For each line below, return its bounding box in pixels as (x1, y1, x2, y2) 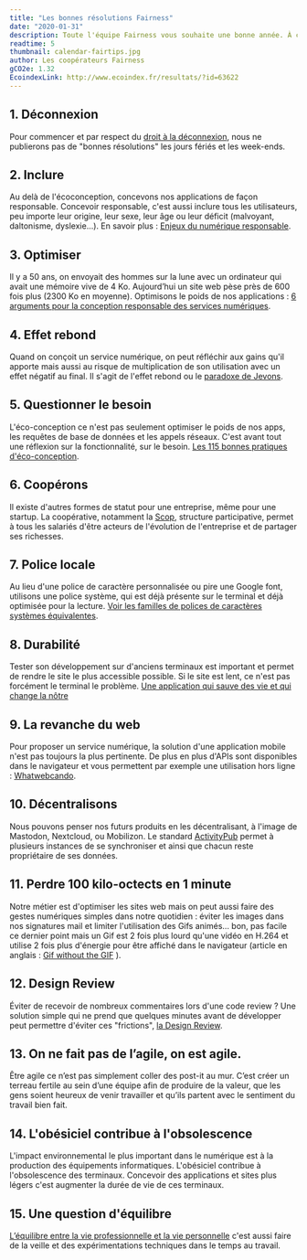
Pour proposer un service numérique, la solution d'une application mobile (9, 742, 286, 753)
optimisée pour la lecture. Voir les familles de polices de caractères (9, 601, 262, 612)
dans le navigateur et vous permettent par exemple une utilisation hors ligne (9, 761, 296, 772)
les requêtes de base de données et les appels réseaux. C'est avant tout (9, 431, 281, 442)
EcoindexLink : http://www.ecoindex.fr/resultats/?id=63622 (9, 73, 239, 82)
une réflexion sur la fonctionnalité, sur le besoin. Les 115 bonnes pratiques (9, 441, 288, 452)
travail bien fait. (9, 1099, 69, 1111)
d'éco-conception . (9, 450, 79, 462)
